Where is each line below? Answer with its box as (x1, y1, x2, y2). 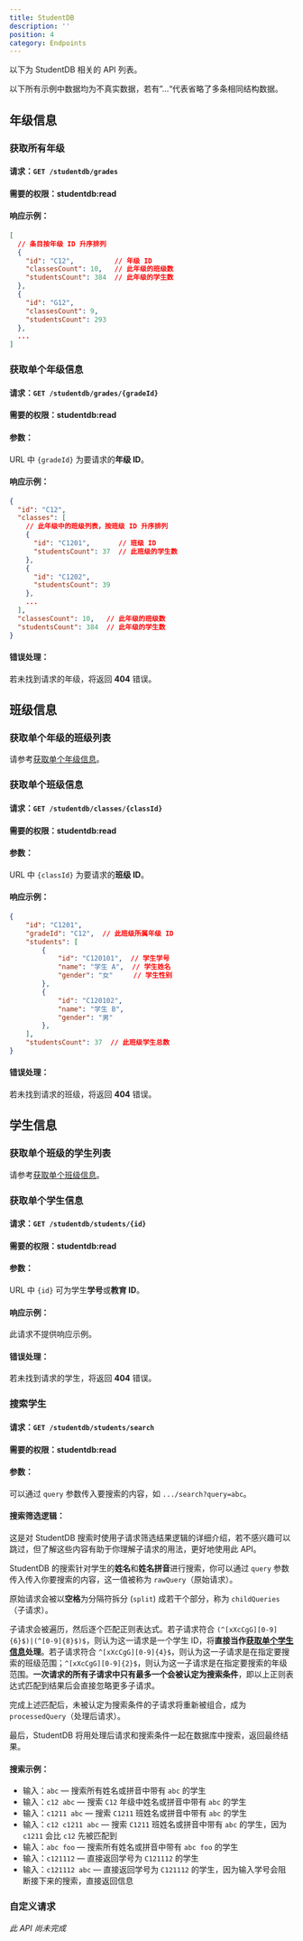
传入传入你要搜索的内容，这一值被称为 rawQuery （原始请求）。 (9, 1574, 238, 1584)
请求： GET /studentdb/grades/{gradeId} (9, 387, 159, 398)
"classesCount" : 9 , (25, 306, 99, 316)
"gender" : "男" (57, 1013, 114, 1022)
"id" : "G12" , (25, 298, 75, 307)
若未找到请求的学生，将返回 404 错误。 (9, 1373, 157, 1384)
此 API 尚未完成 (9, 1922, 67, 1933)
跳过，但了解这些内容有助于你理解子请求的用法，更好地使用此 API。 (9, 1544, 262, 1554)
